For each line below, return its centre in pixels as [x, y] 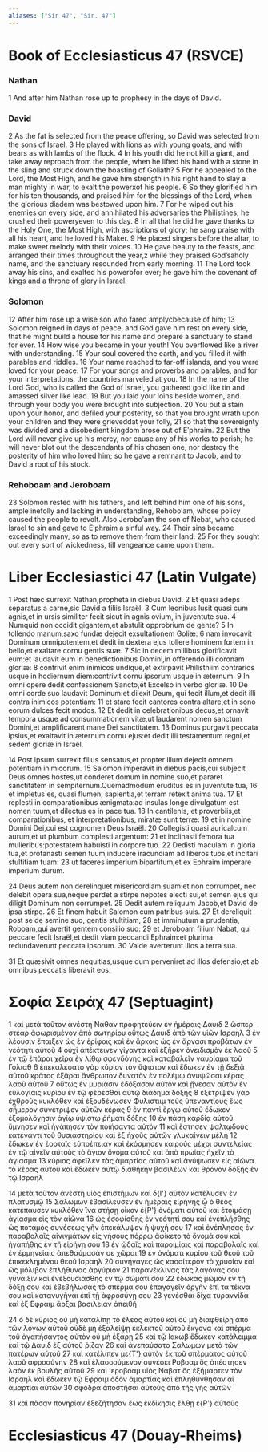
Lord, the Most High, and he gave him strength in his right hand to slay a [127, 179]
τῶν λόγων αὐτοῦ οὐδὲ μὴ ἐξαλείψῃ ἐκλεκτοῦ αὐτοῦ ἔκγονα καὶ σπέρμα [130, 1328]
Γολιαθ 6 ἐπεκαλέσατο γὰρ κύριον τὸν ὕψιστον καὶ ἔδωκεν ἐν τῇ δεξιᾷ [127, 1066]
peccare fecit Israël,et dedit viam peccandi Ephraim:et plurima [111, 937]
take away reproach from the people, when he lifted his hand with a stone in [133, 162]
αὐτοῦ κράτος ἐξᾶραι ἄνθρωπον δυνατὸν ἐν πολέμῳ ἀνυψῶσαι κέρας [126, 1075]
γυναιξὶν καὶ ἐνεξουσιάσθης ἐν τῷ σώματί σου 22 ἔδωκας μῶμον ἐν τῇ [127, 1278]
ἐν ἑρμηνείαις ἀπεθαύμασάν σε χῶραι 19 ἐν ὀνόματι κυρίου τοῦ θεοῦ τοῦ [131, 1252]
